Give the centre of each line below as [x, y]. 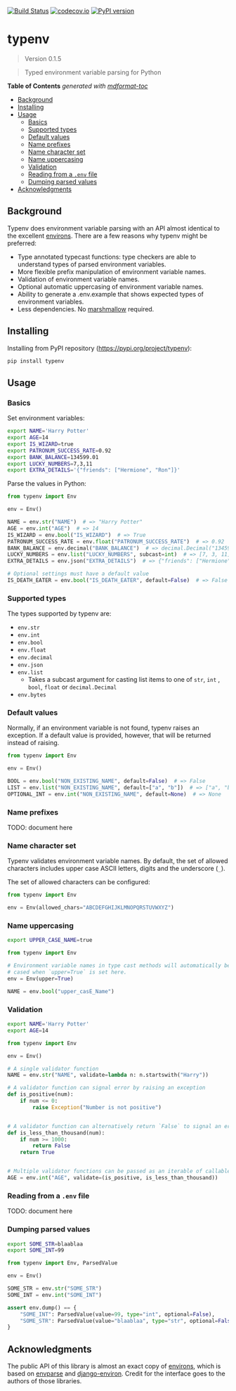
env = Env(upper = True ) [40, 978]
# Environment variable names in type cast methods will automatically [114, 966]
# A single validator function [53, 1068]
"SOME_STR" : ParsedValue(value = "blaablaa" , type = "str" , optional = [119, 1321]
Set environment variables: [46, 418]
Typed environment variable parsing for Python [93, 72]
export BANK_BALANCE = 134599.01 [53, 457]
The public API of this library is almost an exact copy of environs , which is [114, 1366]
